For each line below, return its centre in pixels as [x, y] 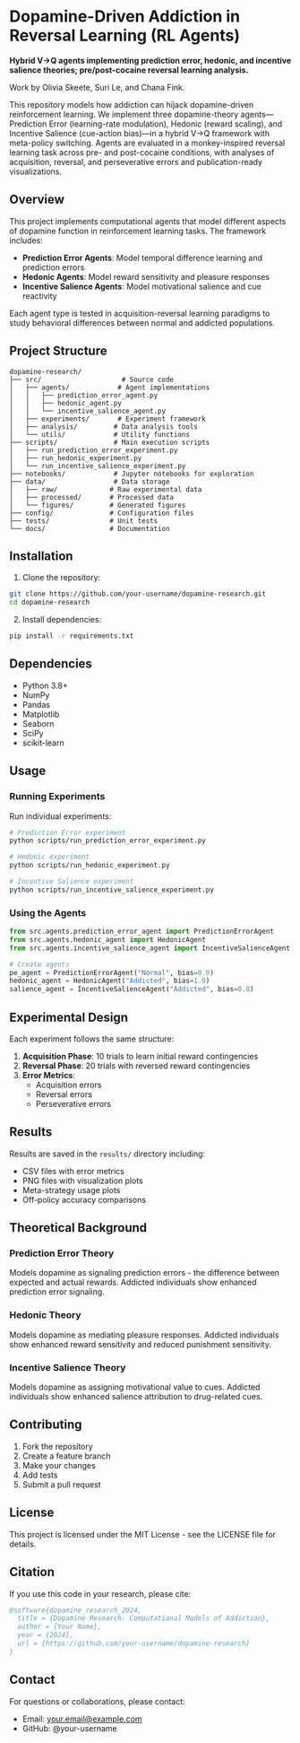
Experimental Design [69, 1017]
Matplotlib [41, 714]
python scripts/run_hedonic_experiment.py [90, 866]
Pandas [36, 704]
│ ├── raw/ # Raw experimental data [106, 489]
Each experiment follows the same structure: [92, 1039]
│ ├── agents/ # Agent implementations [110, 388]
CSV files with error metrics [73, 1171]
